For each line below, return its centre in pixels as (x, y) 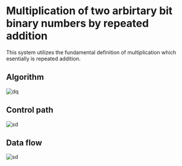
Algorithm (25, 77)
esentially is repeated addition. (43, 58)
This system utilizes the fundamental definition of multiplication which (91, 52)
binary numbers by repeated (77, 23)
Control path (30, 110)
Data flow (24, 143)
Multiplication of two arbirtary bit (89, 11)
